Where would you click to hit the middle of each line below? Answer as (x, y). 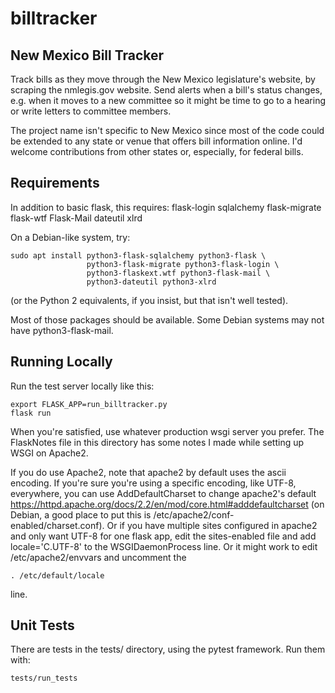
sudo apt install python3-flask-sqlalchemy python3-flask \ (138, 255)
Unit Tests (42, 625)
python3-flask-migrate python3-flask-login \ (183, 264)
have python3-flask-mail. (62, 330)
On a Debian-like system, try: (70, 237)
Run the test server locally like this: (82, 386)
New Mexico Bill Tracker (87, 55)
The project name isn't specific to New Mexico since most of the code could (167, 130)
